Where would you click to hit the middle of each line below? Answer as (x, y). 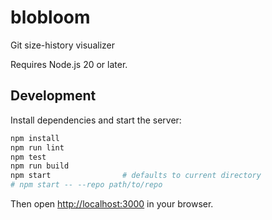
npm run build (40, 166)
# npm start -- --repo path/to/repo (86, 185)
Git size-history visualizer (62, 45)
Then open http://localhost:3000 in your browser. (112, 204)
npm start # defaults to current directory (136, 176)
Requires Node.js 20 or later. (69, 64)
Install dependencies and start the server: (96, 120)
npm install (35, 138)
